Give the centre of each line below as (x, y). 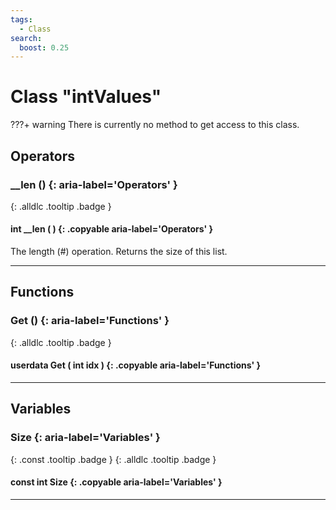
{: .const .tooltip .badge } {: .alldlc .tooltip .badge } (113, 459)
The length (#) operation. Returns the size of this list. (119, 252)
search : (26, 38)
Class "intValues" (86, 97)
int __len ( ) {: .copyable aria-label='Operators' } (112, 229)
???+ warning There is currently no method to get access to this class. (155, 125)
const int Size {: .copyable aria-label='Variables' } (116, 482)
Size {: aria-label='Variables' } (85, 438)
